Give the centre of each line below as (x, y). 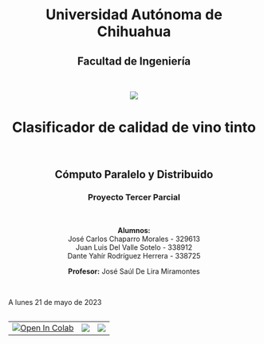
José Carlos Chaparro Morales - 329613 (134, 239)
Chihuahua (134, 32)
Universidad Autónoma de (134, 15)
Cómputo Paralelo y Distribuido (134, 174)
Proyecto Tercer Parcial (134, 197)
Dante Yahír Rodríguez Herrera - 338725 (134, 255)
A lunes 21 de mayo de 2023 (55, 302)
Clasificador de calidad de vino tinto (134, 127)
